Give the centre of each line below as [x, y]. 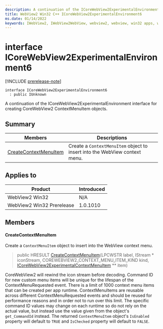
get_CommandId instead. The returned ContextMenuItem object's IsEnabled [77, 316]
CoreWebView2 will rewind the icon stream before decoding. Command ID [79, 275]
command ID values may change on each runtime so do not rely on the [76, 306]
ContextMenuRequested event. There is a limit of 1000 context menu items [80, 285]
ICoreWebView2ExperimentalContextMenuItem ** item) [72, 265]
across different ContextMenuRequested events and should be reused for [79, 295]
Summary [20, 124]
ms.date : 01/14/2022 [26, 18]
